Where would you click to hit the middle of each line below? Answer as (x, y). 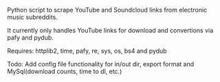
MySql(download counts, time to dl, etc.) (65, 71)
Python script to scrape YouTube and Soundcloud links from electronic (107, 10)
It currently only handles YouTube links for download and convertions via (110, 30)
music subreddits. (33, 17)
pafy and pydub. (30, 38)
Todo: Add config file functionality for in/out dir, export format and (101, 64)
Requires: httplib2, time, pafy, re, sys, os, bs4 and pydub (87, 51)
